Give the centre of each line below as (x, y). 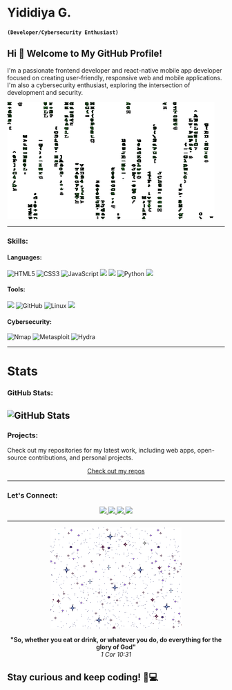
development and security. (45, 92)
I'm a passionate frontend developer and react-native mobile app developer (115, 70)
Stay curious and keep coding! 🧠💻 (83, 677)
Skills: (18, 241)
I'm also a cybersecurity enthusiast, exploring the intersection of (99, 85)
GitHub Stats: (30, 393)
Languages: (25, 257)
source (17, 457)
